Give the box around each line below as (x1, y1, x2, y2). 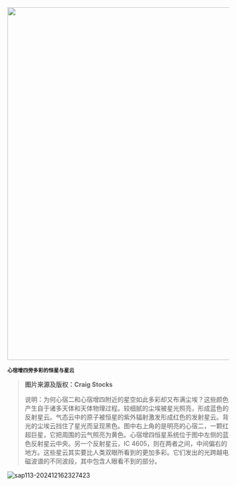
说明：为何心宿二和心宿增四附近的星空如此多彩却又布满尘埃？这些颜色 (24, 395, 229, 403)
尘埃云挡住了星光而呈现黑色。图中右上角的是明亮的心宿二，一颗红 (37, 422, 229, 430)
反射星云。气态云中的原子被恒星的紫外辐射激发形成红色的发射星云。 (24, 413, 223, 421)
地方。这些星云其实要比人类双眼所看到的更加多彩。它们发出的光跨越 (24, 448, 223, 456)
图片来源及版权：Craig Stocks (24, 380, 113, 389)
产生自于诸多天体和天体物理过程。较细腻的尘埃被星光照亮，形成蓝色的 (24, 404, 229, 412)
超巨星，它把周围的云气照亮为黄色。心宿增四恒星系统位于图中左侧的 (24, 430, 223, 439)
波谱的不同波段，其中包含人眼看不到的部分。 (30, 457, 161, 465)
